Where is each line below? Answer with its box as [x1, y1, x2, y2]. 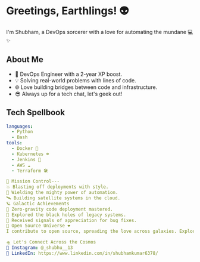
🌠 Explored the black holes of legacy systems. [6, 212, 127, 218]
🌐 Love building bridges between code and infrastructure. [14, 84, 158, 91]
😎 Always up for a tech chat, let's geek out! [14, 90, 123, 97]
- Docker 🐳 [11, 146, 39, 152]
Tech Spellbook [6, 107, 65, 118]
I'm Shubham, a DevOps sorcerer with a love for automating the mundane [6, 28, 186, 35]
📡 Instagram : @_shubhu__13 [6, 245, 73, 251]
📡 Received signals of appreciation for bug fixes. [6, 217, 137, 223]
